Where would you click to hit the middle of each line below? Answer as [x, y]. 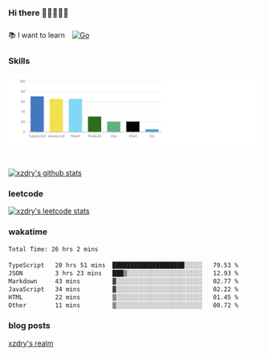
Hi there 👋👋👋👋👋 [39, 13]
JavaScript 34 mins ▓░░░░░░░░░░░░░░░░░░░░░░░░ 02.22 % [124, 289]
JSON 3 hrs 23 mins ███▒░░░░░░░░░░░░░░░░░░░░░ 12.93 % [124, 273]
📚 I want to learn [37, 35]
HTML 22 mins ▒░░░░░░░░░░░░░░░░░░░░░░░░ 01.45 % [124, 297]
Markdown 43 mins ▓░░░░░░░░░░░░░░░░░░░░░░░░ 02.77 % [124, 281]
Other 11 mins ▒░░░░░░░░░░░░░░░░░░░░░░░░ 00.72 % [124, 305]
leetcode [26, 193]
